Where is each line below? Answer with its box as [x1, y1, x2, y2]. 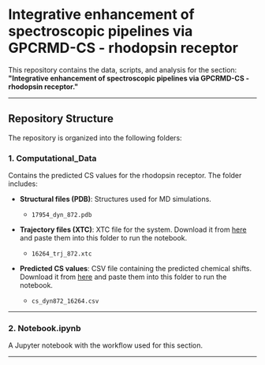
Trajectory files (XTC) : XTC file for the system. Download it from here [19, 225, 247, 234]
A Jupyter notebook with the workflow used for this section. [8, 341, 203, 350]
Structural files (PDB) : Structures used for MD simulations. [19, 195, 211, 204]
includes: [8, 179, 38, 188]
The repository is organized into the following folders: [8, 132, 183, 143]
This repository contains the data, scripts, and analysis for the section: [8, 65, 237, 74]
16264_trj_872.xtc [31, 250, 92, 258]
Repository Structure [8, 112, 114, 125]
